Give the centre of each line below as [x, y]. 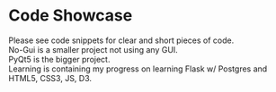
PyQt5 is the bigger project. [59, 59]
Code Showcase [71, 16]
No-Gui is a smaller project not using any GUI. [93, 49]
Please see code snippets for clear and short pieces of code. [121, 40]
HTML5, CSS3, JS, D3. [50, 78]
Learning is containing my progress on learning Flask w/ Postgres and [138, 69]
